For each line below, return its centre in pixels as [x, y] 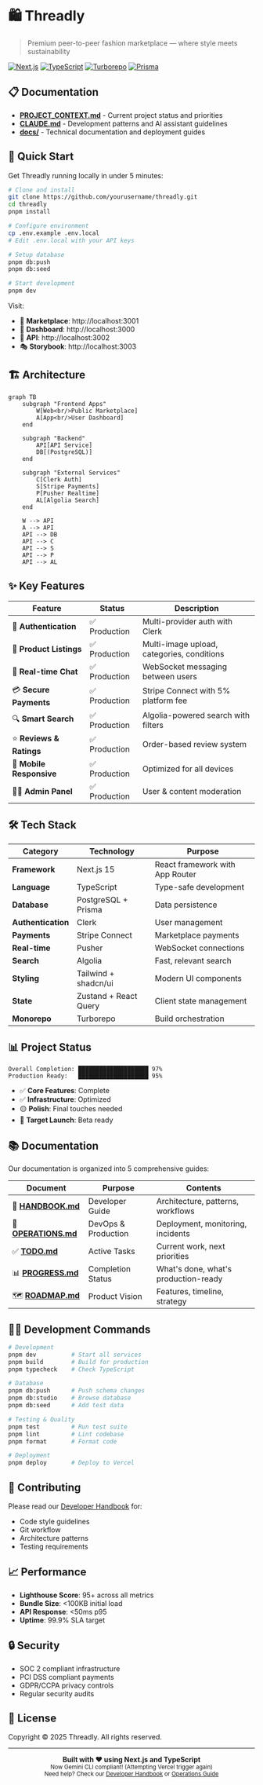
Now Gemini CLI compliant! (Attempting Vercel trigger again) [131, 1767]
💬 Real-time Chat [45, 671]
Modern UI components [198, 978]
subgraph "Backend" [54, 438]
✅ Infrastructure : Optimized [65, 1099]
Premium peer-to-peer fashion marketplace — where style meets [132, 43]
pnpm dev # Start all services [75, 1355]
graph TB [22, 397]
